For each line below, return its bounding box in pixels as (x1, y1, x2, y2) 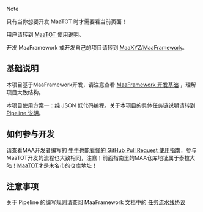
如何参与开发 (6, 129, 55, 140)
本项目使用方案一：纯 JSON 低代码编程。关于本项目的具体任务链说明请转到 (6, 101, 196, 109)
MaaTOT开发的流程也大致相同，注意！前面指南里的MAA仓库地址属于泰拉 (6, 154, 190, 161)
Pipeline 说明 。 (6, 109, 45, 116)
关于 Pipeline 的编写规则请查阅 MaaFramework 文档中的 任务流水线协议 (6, 199, 186, 206)
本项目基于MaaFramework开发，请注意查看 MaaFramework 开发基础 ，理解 (6, 81, 197, 88)
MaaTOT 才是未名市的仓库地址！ (17, 162, 98, 169)
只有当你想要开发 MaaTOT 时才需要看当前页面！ (6, 18, 127, 25)
